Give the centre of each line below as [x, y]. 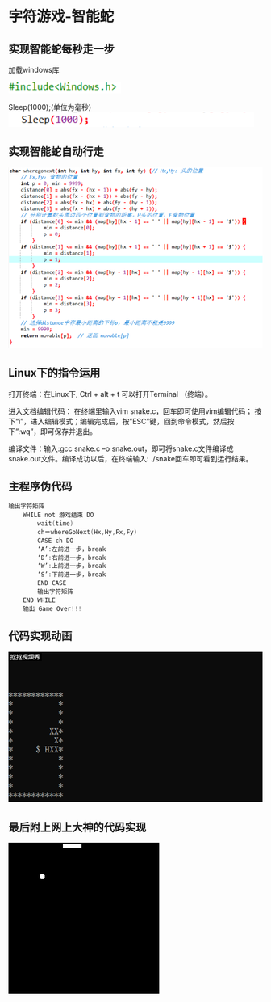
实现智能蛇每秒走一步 [61, 49]
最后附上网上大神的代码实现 [77, 827]
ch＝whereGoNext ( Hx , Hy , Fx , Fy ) [88, 532]
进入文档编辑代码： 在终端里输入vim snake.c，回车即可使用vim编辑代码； [131, 411]
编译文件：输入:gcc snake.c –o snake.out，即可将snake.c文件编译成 [121, 448]
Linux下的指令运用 [54, 373]
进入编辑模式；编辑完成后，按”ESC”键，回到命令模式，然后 [129, 421]
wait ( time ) [56, 524]
